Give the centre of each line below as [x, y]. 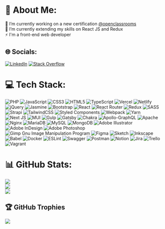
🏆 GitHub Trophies [35, 208]
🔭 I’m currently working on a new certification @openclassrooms [71, 24]
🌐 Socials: [21, 52]
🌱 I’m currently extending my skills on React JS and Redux [64, 29]
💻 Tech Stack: [35, 85]
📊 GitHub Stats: [39, 164]
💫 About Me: [31, 10]
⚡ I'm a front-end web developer [38, 35]
